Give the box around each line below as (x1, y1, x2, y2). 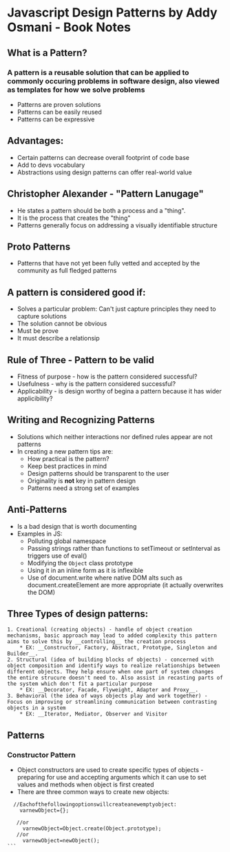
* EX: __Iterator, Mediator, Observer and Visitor (19, 711, 168, 718)
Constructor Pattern (7, 750, 76, 760)
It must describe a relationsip (17, 334, 100, 343)
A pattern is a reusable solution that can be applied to (7, 68, 189, 77)
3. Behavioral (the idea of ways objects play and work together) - (7, 693, 208, 700)
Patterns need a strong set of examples (27, 484, 140, 492)
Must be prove (17, 327, 59, 335)
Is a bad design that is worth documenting (17, 522, 137, 530)
